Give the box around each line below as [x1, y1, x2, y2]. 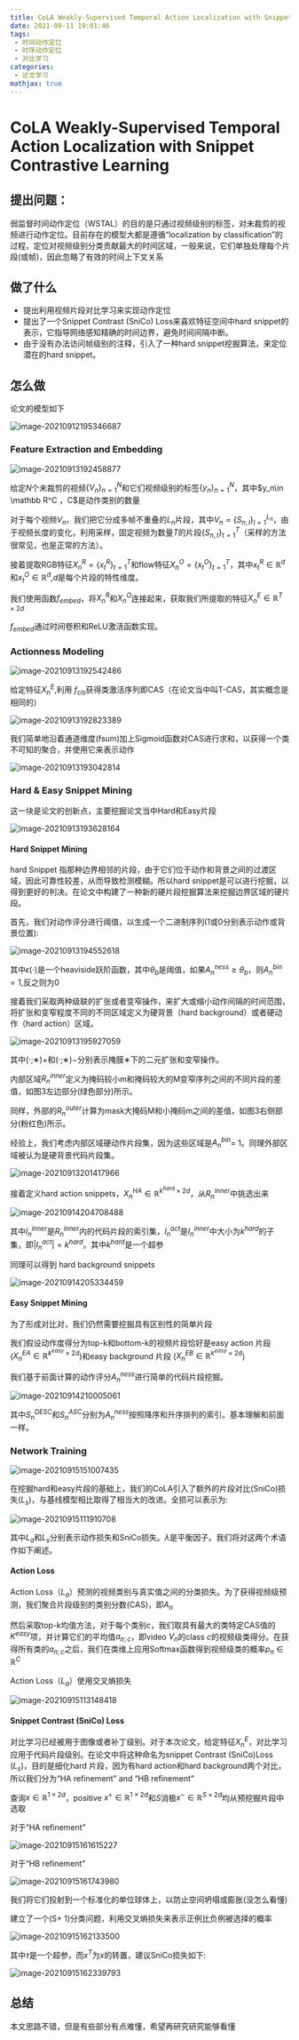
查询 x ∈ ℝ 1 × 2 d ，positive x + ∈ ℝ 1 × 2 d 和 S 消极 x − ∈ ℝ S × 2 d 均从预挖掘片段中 [10, 1790, 285, 1803]
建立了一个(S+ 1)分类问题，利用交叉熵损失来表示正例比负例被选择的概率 [10, 1913, 273, 1924]
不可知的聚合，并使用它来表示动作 [10, 744, 135, 755]
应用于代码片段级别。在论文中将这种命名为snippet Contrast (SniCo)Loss [10, 1748, 273, 1760]
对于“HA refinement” [10, 1822, 86, 1833]
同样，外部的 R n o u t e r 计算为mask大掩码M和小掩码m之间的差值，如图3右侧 [10, 1104, 276, 1118]
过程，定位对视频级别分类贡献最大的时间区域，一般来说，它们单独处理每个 [10, 240, 282, 251]
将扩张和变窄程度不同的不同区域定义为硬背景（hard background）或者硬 [10, 1006, 275, 1018]
